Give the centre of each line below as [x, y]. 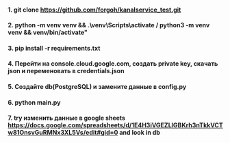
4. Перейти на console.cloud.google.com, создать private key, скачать [113, 64]
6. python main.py [34, 102]
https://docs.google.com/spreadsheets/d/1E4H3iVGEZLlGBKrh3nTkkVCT [115, 125]
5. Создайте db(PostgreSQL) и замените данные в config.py [97, 86]
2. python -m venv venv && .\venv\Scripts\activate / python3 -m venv [109, 25]
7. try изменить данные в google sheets [67, 118]
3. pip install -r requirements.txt [54, 48]
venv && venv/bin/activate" [48, 32]
